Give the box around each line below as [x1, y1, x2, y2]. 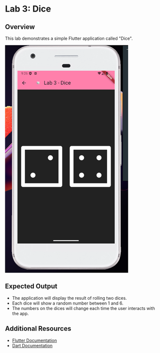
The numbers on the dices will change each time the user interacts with [12, 305, 155, 311]
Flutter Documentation [12, 338, 57, 343]
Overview [5, 23, 35, 31]
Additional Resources [5, 324, 71, 333]
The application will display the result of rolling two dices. [12, 295, 127, 301]
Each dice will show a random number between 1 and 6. [12, 300, 124, 306]
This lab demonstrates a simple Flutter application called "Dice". [5, 35, 133, 41]
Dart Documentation [12, 342, 53, 348]
